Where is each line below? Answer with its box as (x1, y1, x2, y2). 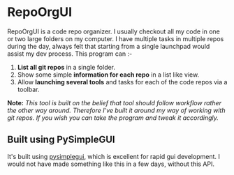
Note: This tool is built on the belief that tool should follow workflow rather (7, 98, 222, 107)
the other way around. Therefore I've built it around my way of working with (7, 106, 226, 114)
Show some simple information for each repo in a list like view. (17, 70, 200, 79)
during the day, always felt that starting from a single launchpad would (7, 42, 210, 50)
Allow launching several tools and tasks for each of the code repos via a (17, 77, 228, 86)
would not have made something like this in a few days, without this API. (7, 160, 215, 168)
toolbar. (17, 85, 40, 93)
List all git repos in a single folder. (17, 63, 116, 71)
